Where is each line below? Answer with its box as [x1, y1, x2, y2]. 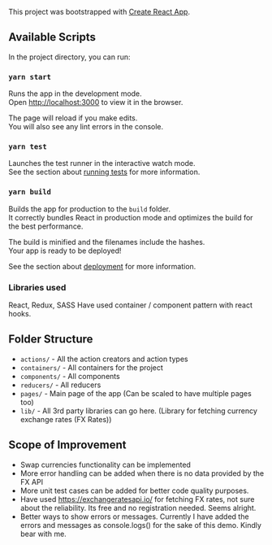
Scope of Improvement [8, 438, 127, 452]
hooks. [8, 309, 32, 318]
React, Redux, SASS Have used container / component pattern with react [8, 300, 253, 310]
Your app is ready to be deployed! [8, 246, 122, 255]
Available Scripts [8, 30, 96, 44]
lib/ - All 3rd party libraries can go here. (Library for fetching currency [19, 406, 258, 416]
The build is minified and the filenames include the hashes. [8, 237, 205, 246]
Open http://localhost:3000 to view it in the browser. [8, 98, 183, 107]
